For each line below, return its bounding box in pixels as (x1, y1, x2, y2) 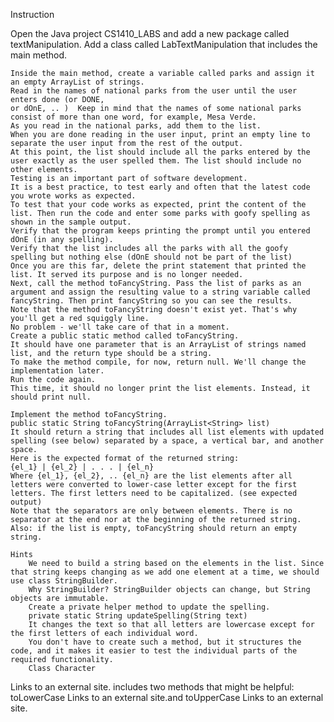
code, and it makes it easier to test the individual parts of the (10, 646, 298, 656)
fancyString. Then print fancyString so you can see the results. (10, 296, 293, 306)
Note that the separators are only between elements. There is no (10, 506, 293, 516)
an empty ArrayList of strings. (10, 77, 145, 87)
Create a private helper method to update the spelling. (28, 602, 271, 612)
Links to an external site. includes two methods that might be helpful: (10, 681, 295, 693)
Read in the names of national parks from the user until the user (10, 86, 298, 96)
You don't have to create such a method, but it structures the (28, 637, 302, 647)
